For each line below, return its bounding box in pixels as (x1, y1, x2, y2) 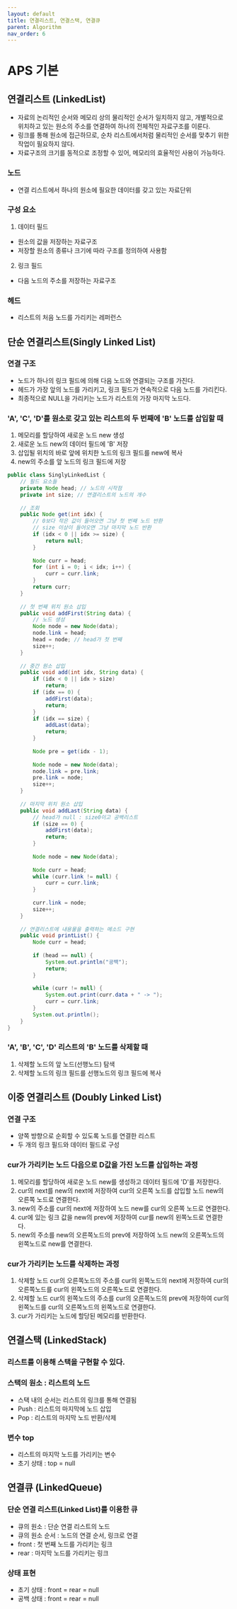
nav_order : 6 (7, 30, 46, 38)
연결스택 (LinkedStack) (7, 1334, 108, 1346)
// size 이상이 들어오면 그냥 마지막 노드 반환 (33, 525, 152, 532)
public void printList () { (20, 932, 100, 939)
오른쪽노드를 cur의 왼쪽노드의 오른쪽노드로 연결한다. (17, 1286, 162, 1294)
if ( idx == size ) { (33, 715, 91, 722)
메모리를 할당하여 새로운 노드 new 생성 (17, 431, 125, 440)
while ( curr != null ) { (33, 985, 103, 992)
